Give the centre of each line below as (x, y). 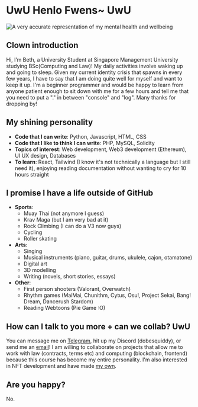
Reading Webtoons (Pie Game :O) (64, 308)
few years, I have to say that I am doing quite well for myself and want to (94, 78)
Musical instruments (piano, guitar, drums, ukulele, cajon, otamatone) (108, 258)
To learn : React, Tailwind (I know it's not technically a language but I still (103, 162)
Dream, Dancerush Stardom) (58, 302)
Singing (33, 251)
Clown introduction (42, 45)
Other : (23, 283)
